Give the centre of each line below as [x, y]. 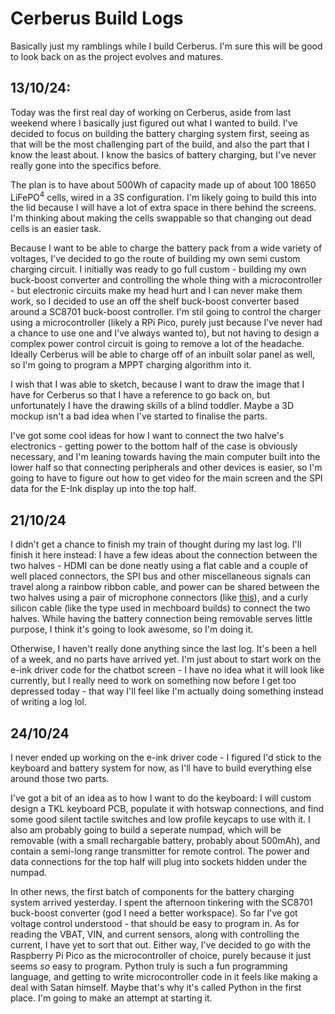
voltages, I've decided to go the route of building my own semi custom [155, 259]
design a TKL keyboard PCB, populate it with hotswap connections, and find [167, 809]
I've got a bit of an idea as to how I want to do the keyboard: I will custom [161, 798]
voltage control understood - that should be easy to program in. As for [155, 924]
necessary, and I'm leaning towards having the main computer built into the [165, 457]
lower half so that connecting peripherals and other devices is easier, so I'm [166, 468]
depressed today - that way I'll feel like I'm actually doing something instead [167, 691]
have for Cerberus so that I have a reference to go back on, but [140, 395]
